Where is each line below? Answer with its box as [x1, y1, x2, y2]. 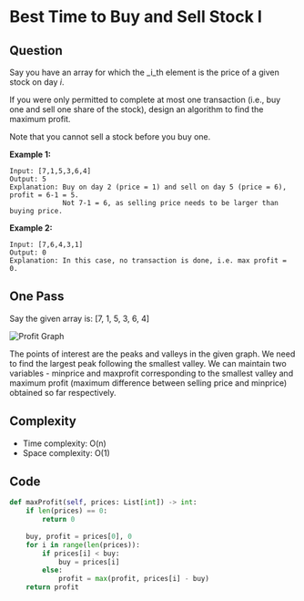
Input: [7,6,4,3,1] [9, 240, 84, 249]
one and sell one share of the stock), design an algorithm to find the [9, 104, 264, 115]
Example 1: [9, 149, 52, 160]
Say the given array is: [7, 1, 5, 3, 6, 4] [9, 313, 150, 324]
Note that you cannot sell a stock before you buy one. [9, 131, 211, 142]
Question [9, 43, 63, 58]
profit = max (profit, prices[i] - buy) [57, 575, 209, 584]
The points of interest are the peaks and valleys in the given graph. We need [9, 348, 296, 359]
